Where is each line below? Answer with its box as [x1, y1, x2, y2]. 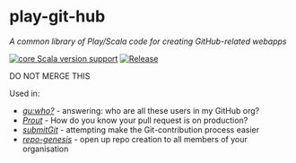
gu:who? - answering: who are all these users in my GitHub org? [22, 105, 260, 116]
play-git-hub [9, 6, 106, 27]
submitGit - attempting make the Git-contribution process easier [22, 124, 260, 135]
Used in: [9, 88, 40, 99]
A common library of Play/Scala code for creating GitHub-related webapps [9, 36, 287, 47]
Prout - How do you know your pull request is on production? [22, 115, 248, 125]
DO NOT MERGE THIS [9, 70, 91, 81]
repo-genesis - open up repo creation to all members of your [22, 133, 248, 144]
